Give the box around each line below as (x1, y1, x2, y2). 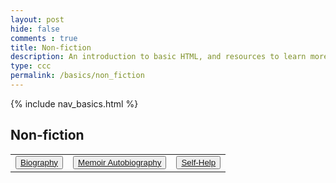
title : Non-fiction (10, 42, 92, 53)
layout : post (10, 14, 65, 25)
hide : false (10, 24, 60, 34)
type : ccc (10, 61, 52, 71)
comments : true (10, 33, 78, 43)
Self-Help (181, 157, 217, 168)
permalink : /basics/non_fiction (10, 71, 145, 81)
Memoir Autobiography (78, 157, 162, 168)
